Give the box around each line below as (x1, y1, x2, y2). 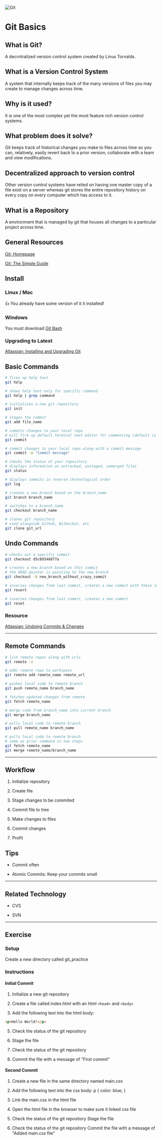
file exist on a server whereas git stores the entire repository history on (5, 187, 146, 193)
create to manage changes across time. (5, 85, 84, 92)
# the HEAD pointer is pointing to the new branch (5, 570, 109, 575)
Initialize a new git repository (12, 991, 69, 997)
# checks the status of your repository (5, 459, 88, 464)
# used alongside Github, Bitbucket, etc (5, 522, 90, 526)
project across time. (5, 224, 45, 230)
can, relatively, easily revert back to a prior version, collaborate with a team (5, 150, 154, 156)
